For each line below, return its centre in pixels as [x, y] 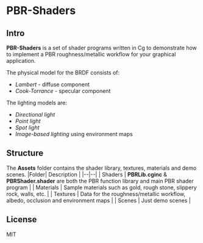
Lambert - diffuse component [52, 84]
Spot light [27, 128]
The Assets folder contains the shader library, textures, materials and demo [101, 168]
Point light [28, 121]
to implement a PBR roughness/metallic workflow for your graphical [91, 54]
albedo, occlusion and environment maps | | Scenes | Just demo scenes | [98, 200]
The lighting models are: [37, 103]
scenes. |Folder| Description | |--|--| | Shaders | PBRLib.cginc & [87, 174]
